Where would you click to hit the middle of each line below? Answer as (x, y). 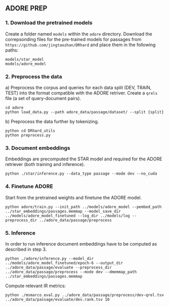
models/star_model (25, 59)
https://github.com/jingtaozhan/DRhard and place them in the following (80, 45)
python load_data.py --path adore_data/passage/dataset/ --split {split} (85, 112)
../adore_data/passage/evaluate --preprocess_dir (59, 267)
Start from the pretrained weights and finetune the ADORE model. (73, 197)
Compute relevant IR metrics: (36, 286)
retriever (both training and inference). (45, 164)
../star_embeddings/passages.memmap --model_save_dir (63, 211)
